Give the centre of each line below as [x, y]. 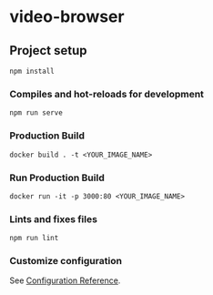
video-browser [67, 17]
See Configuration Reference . [65, 280]
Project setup [49, 51]
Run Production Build [57, 178]
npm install [32, 71]
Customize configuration [66, 261]
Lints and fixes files [54, 219]
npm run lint [34, 239]
